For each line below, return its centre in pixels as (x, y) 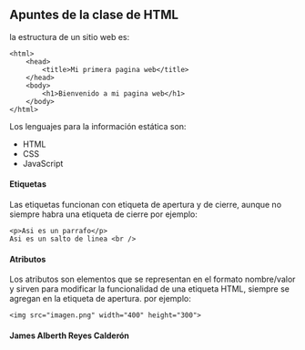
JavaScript (43, 163)
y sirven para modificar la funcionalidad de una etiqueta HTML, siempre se (149, 289)
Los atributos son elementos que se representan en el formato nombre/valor (152, 279)
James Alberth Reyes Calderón (70, 335)
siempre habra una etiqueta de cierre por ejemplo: (104, 214)
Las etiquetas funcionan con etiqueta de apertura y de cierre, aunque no (146, 205)
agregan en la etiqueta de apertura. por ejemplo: (100, 299)
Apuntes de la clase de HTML (94, 15)
